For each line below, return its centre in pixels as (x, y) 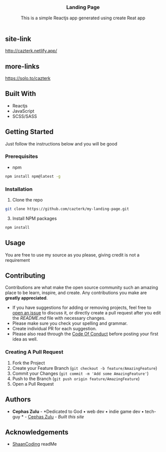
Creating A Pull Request (34, 352)
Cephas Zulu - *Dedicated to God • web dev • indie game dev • (78, 411)
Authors (18, 400)
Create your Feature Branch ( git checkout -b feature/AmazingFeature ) (85, 368)
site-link (18, 39)
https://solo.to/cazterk (28, 78)
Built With (21, 94)
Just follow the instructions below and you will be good (61, 144)
